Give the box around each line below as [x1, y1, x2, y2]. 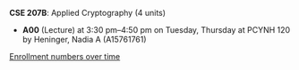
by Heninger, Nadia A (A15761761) [21, 35, 147, 44]
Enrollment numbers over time [9, 51, 121, 61]
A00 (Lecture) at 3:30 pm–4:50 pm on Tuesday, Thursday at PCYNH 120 [21, 25, 291, 35]
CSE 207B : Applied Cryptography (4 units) [9, 8, 167, 18]
